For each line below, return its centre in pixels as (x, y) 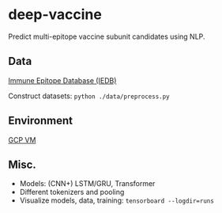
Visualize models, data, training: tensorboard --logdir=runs (117, 200)
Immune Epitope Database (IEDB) (62, 80)
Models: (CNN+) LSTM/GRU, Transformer (87, 184)
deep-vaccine (55, 15)
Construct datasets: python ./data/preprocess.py (89, 96)
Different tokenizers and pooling (72, 192)
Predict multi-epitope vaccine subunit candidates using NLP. (107, 36)
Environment (41, 121)
